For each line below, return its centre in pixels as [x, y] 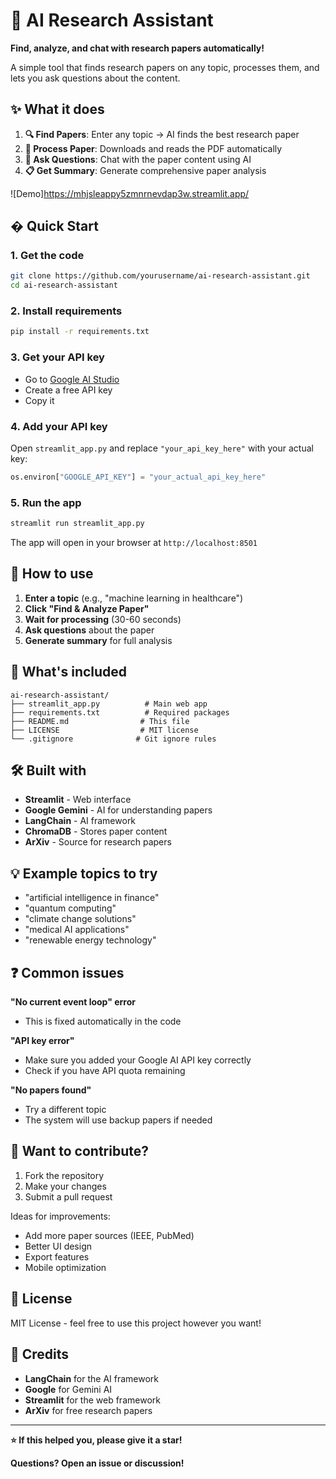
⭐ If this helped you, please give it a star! [96, 1440]
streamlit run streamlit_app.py [77, 524]
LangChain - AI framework [80, 821]
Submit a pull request [68, 1196]
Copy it [39, 400]
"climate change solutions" [80, 919]
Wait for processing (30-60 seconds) [103, 619]
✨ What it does [57, 109]
